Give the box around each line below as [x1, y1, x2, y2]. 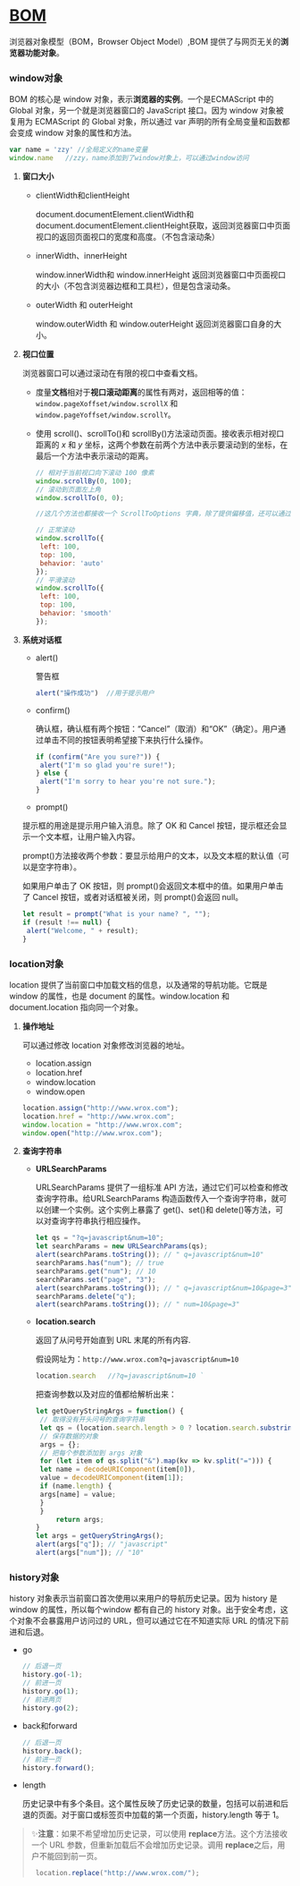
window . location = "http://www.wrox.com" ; [21, 1120, 183, 1129]
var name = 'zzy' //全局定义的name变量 [9, 145, 148, 155]
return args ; [55, 1515, 104, 1524]
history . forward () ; [21, 1763, 96, 1772]
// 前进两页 [21, 1695, 62, 1704]
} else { [35, 769, 69, 778]
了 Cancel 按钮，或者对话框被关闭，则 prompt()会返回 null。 [21, 892, 244, 903]
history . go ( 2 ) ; [21, 1703, 79, 1712]
